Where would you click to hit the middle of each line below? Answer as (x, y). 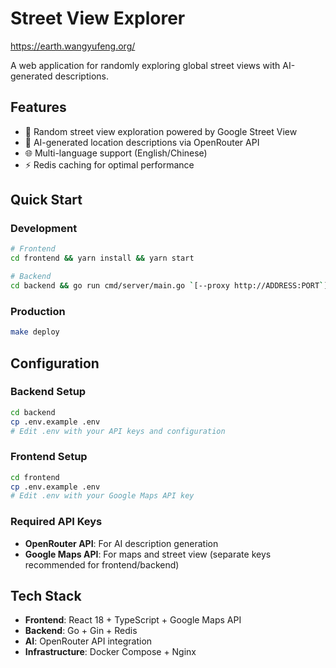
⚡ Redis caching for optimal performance (109, 164)
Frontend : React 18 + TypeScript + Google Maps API (133, 620)
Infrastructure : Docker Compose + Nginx (110, 652)
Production (38, 311)
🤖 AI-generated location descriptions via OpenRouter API (142, 142)
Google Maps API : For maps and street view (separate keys (148, 554)
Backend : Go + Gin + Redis (81, 631)
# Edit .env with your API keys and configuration (118, 431)
